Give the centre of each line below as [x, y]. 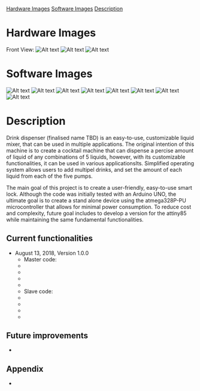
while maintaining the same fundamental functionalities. [75, 219]
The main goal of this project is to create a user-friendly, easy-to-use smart [99, 187]
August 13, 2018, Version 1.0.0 [52, 253]
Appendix [25, 369]
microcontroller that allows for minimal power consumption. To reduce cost [99, 207]
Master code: [40, 259]
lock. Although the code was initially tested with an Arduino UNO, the [91, 194]
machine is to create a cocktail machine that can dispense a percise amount [100, 150]
